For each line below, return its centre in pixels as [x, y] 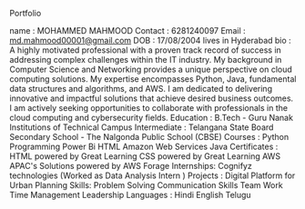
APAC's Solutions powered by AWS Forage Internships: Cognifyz [131, 166]
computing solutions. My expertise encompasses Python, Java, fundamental [153, 79]
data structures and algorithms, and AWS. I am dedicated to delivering [141, 89]
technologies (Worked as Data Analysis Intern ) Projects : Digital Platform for [152, 175]
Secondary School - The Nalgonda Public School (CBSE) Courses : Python [149, 137]
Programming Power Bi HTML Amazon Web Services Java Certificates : [144, 146]
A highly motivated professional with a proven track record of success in [146, 50]
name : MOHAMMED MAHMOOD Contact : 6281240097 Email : [127, 30]
